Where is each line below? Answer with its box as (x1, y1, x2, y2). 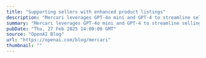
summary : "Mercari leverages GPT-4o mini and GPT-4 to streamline (6, 20, 180, 26)
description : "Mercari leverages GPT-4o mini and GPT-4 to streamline (6, 14, 191, 21)
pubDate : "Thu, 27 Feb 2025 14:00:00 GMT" (6, 25, 116, 32)
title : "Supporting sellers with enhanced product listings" (6, 8, 166, 15)
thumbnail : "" (6, 43, 43, 49)
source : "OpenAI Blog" (6, 31, 64, 37)
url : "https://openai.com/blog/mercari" (6, 37, 112, 43)
